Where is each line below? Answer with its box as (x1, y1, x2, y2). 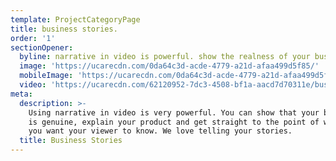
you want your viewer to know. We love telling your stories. (28, 126, 293, 136)
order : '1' (10, 33, 56, 43)
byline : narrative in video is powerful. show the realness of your (19, 52, 311, 62)
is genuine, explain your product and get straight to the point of (28, 117, 320, 127)
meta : (10, 89, 33, 99)
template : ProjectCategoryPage (10, 14, 141, 25)
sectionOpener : (10, 42, 74, 53)
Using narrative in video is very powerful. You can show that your (28, 107, 320, 118)
